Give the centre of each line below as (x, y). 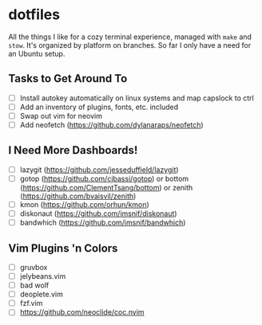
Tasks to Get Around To (68, 78)
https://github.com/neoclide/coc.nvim (82, 312)
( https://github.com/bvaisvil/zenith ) (78, 196)
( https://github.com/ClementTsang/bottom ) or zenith (106, 187)
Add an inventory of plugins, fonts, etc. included (99, 107)
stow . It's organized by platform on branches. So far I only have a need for (130, 45)
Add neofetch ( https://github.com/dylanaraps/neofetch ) (111, 124)
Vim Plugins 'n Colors (63, 248)
